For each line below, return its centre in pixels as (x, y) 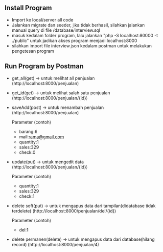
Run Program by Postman (44, 66)
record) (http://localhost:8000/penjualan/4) (55, 244)
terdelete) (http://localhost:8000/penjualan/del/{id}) (64, 211)
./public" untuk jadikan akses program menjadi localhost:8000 (74, 41)
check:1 (27, 196)
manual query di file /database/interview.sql (56, 30)
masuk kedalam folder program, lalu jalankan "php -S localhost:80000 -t (85, 35)
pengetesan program (33, 51)
